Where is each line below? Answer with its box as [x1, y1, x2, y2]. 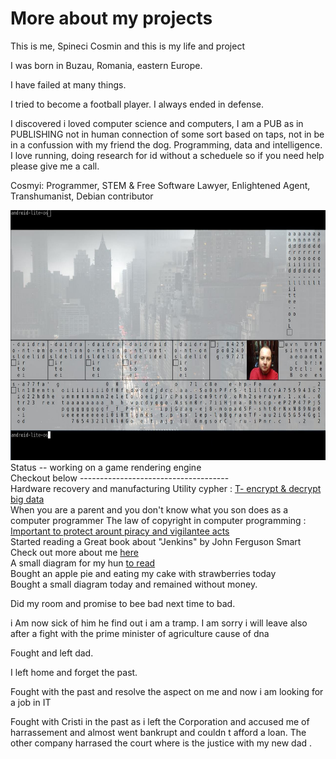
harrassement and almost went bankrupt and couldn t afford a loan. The [10, 726, 307, 738]
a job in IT [10, 696, 52, 708]
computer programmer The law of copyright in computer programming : [10, 514, 307, 526]
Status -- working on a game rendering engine [10, 461, 202, 473]
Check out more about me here [10, 546, 139, 558]
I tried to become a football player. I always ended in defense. [10, 98, 265, 110]
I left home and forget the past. [10, 666, 138, 678]
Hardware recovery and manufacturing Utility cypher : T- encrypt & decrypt [10, 482, 322, 494]
